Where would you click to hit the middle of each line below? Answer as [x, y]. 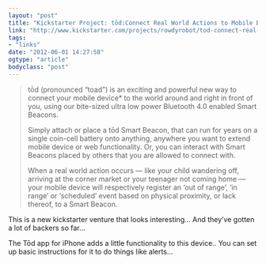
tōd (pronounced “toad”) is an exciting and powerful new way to [132, 89]
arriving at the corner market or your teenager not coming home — [137, 179]
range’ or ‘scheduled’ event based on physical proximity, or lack [131, 195]
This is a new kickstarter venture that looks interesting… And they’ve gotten [131, 219]
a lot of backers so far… [47, 228]
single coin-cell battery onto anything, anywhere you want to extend [139, 138]
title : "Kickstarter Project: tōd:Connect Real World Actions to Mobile [131, 23]
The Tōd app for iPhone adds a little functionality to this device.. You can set [133, 243]
